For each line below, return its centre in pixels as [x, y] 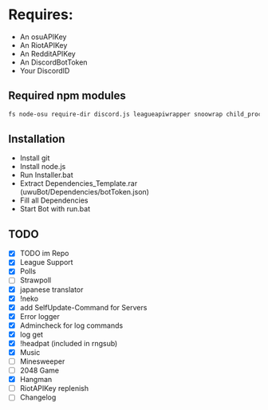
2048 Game [39, 371]
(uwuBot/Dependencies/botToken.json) [85, 192]
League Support [46, 262]
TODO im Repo [44, 254]
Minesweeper [42, 361]
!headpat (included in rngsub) [69, 343]
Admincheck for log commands [71, 325]
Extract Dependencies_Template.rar [79, 183]
